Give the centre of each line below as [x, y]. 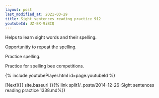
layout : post [19, 10]
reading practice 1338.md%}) [35, 90]
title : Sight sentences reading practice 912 [53, 19]
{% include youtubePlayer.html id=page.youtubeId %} [60, 76]
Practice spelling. [23, 57]
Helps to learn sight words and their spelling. [51, 37]
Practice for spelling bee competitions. [45, 66]
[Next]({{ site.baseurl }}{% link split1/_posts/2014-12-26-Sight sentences [80, 85]
